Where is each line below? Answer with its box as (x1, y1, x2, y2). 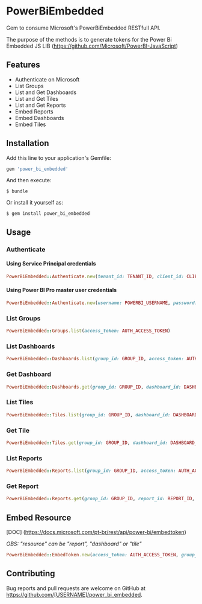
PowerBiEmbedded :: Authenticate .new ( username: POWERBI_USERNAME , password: (6, 300, 198, 306)
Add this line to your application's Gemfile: (6, 154, 111, 161)
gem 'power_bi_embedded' (6, 166, 69, 172)
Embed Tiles (14, 121, 46, 128)
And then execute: (6, 177, 52, 184)
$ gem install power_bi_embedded (6, 211, 90, 217)
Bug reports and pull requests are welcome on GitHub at (6, 584, 146, 592)
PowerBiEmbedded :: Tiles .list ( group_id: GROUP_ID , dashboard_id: (6, 412, 171, 418)
